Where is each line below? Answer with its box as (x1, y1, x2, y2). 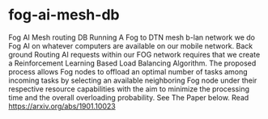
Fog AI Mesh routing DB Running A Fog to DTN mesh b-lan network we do (8, 32, 256, 42)
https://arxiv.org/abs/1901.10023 (8, 101, 116, 111)
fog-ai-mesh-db (8, 6, 120, 24)
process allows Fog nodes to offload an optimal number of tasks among (8, 66, 249, 76)
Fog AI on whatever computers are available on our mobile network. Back (8, 40, 253, 50)
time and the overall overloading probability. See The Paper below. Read (8, 92, 249, 102)
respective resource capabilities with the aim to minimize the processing (8, 83, 249, 94)
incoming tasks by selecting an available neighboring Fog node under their (8, 75, 257, 85)
